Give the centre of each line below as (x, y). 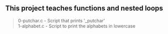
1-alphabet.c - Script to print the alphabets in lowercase (77, 26)
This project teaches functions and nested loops (84, 8)
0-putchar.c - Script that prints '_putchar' (61, 20)
